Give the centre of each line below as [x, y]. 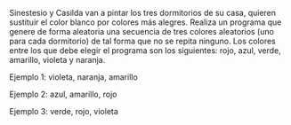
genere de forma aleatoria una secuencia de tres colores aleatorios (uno [141, 31]
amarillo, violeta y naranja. [57, 60]
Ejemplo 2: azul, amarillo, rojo [63, 94]
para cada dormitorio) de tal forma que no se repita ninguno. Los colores [142, 41]
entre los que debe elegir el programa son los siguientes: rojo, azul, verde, [145, 51]
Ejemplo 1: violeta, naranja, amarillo [73, 77]
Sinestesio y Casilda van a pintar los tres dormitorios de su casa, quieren [143, 13]
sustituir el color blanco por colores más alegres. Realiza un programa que [145, 22]
